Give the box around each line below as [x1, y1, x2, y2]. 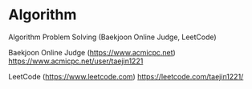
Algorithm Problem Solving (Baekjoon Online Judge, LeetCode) [8, 32, 217, 42]
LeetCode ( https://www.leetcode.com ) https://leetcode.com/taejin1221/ [8, 71, 244, 81]
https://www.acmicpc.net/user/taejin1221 [8, 56, 144, 66]
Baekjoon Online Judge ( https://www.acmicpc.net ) [8, 47, 177, 57]
